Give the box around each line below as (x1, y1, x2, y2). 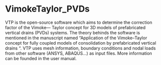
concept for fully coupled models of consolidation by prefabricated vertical (5, 40, 157, 46)
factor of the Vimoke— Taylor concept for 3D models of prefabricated (5, 24, 146, 30)
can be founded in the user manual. (5, 55, 77, 61)
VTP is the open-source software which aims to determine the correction (5, 19, 153, 25)
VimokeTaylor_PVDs (5, 3, 90, 15)
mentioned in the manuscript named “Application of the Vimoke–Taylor (5, 35, 147, 41)
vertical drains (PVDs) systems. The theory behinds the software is (5, 30, 140, 35)
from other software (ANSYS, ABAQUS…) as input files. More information (5, 50, 153, 56)
